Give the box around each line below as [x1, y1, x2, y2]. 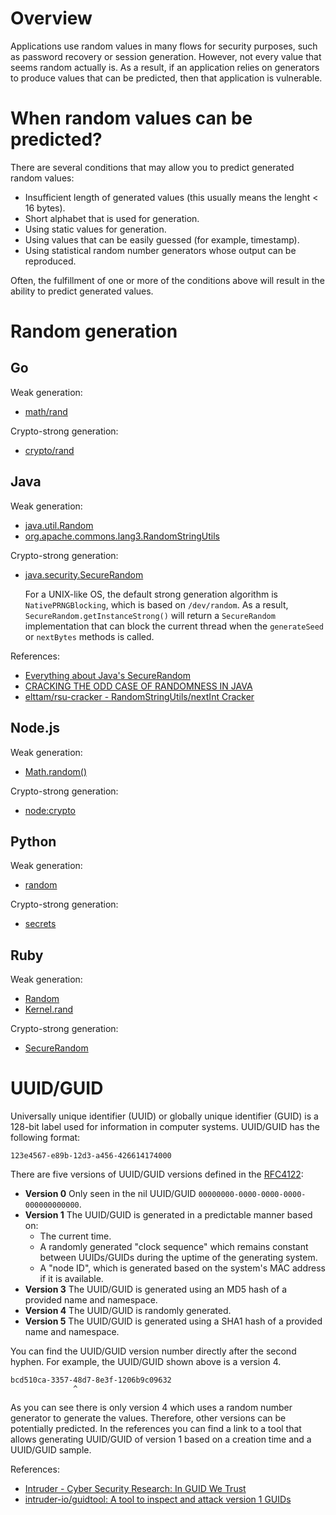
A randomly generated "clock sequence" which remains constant [39, 1241, 309, 1253]
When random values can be [10, 107, 253, 130]
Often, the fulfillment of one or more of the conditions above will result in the [10, 274, 325, 286]
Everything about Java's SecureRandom [24, 669, 191, 681]
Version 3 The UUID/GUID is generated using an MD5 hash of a [24, 1283, 288, 1296]
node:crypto [24, 804, 76, 816]
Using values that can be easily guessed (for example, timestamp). [24, 233, 300, 246]
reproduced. [24, 255, 77, 267]
